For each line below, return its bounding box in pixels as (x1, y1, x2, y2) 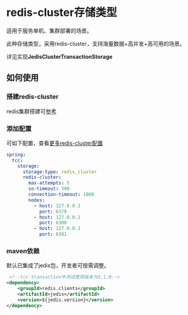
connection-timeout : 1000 (28, 191, 95, 198)
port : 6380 (39, 220, 67, 226)
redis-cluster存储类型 (6, 6, 118, 20)
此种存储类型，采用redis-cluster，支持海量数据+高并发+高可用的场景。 (6, 40, 186, 47)
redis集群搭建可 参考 (6, 108, 57, 115)
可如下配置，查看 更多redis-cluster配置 (6, 139, 103, 147)
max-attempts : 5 (28, 180, 70, 187)
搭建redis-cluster (6, 92, 59, 101)
